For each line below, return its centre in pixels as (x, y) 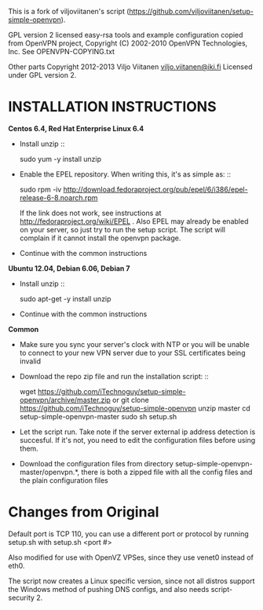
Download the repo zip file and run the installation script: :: (114, 376)
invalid (30, 361)
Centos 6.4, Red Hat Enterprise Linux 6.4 (76, 128)
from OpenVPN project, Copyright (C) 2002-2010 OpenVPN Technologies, (128, 43)
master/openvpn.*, (49, 472)
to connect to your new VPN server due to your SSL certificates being (132, 352)
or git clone (131, 400)
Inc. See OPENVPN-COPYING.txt (62, 51)
